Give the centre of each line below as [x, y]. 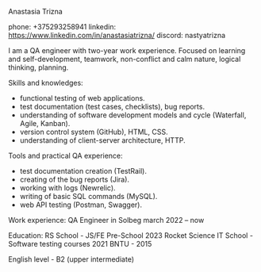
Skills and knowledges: [46, 83]
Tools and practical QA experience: [65, 155]
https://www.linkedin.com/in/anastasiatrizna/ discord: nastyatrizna [117, 35]
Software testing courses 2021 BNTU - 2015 [80, 244]
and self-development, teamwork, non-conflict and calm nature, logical [125, 59]
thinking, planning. [38, 67]
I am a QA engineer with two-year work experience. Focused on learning [127, 50]
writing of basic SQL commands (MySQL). [88, 196]
